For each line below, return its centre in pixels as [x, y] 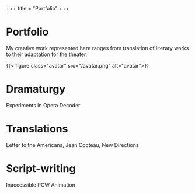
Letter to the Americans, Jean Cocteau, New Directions [72, 145]
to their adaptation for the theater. [47, 54]
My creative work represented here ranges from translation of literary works [97, 48]
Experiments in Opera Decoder [43, 105]
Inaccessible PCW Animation [41, 185]
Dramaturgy [36, 89]
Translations [37, 129]
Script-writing [41, 169]
